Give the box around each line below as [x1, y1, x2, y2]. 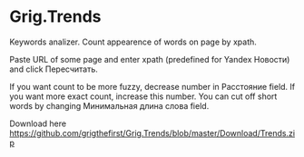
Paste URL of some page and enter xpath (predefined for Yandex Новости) [9, 54, 290, 64]
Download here [9, 118, 66, 129]
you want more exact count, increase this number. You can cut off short [9, 91, 278, 102]
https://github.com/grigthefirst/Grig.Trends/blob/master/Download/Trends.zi [9, 127, 296, 138]
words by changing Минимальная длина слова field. [9, 100, 210, 111]
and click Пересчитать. [9, 64, 98, 74]
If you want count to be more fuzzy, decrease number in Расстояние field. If [9, 81, 296, 92]
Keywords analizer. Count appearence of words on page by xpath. [9, 36, 257, 47]
